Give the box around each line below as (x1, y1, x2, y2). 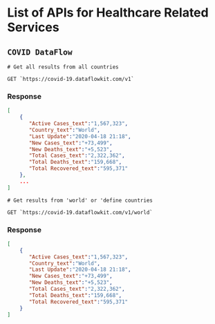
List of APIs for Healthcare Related (7, 5, 209, 21)
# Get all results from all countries (7, 64, 119, 70)
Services (7, 19, 60, 35)
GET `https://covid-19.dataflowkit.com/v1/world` (7, 209, 153, 216)
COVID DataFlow (7, 47, 73, 57)
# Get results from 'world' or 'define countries (7, 197, 153, 204)
